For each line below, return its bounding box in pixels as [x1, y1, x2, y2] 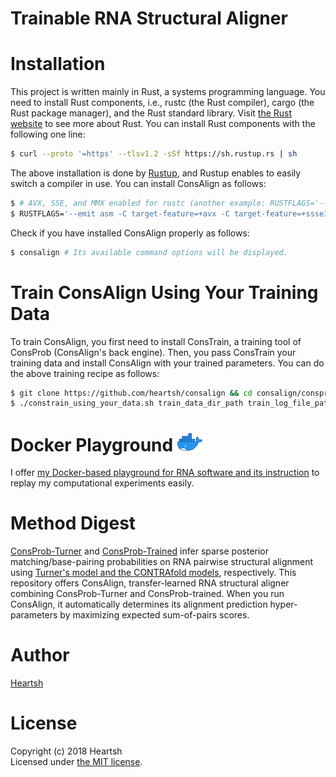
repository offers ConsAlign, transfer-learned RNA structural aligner [10, 577, 290, 589]
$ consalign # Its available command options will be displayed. [10, 247, 288, 257]
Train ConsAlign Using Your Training [10, 281, 319, 304]
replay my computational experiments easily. [10, 477, 195, 489]
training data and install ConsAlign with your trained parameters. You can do [10, 357, 325, 369]
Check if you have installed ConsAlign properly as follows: [10, 227, 250, 239]
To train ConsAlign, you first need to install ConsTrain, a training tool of [10, 335, 302, 347]
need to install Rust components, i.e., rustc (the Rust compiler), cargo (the [10, 97, 315, 109]
